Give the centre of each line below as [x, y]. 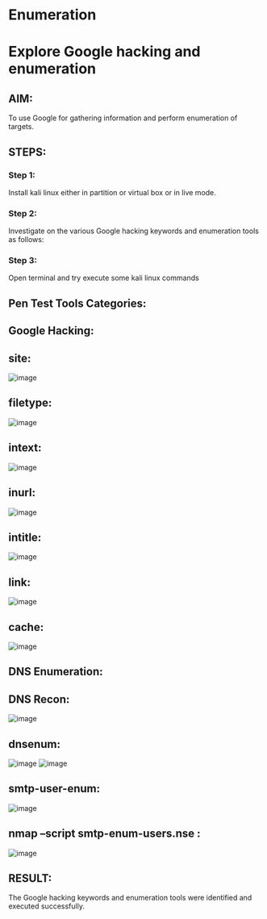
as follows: [26, 240]
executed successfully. [46, 906]
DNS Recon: [39, 699]
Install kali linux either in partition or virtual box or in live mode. [112, 192]
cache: [26, 627]
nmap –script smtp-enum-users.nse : [104, 834]
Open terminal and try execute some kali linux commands [104, 278]
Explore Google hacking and [104, 52]
